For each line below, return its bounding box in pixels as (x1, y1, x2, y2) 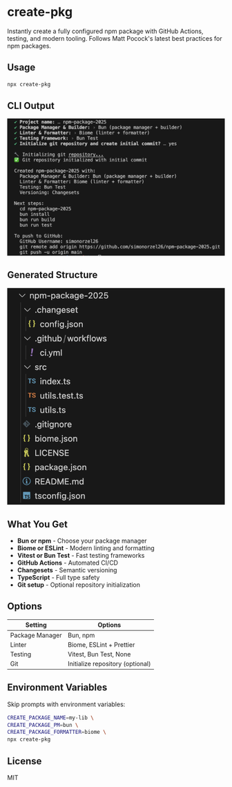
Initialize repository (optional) (68, 660, 151, 668)
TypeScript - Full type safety (17, 574, 100, 581)
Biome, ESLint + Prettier (68, 640, 135, 649)
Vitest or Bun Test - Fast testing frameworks (17, 552, 145, 559)
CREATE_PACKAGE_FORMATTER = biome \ (7, 729, 107, 736)
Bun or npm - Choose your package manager (17, 536, 147, 545)
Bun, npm (68, 631, 95, 639)
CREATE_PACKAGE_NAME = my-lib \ (7, 714, 95, 721)
